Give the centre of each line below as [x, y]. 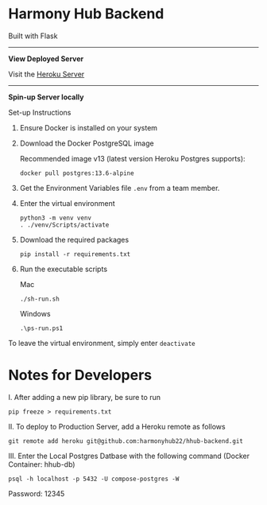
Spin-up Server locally [46, 97]
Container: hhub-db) [42, 464]
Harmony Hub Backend [86, 14]
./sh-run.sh [39, 299]
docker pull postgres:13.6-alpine [77, 173]
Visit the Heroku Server [46, 74]
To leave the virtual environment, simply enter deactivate [102, 343]
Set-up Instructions [40, 112]
